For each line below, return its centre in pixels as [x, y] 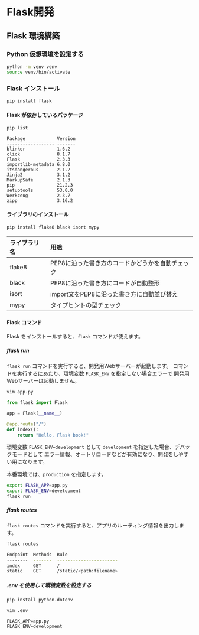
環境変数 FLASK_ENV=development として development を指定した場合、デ [93, 447]
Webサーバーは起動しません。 [43, 381]
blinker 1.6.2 [38, 149]
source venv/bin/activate [38, 72]
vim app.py [20, 392]
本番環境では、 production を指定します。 [57, 474]
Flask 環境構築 [33, 36]
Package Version [41, 139]
